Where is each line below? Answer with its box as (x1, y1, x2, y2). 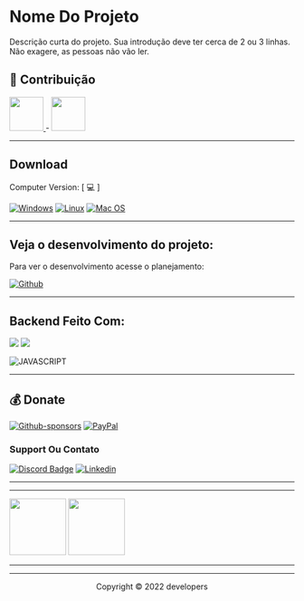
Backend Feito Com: (9, 313, 125, 329)
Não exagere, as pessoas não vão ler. (9, 45, 149, 56)
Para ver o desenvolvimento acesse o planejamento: (9, 261, 205, 272)
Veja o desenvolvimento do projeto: (9, 237, 214, 253)
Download (9, 157, 68, 173)
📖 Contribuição (9, 72, 96, 88)
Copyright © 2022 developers (96, 581, 208, 592)
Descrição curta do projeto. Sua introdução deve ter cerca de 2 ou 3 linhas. (9, 36, 291, 47)
